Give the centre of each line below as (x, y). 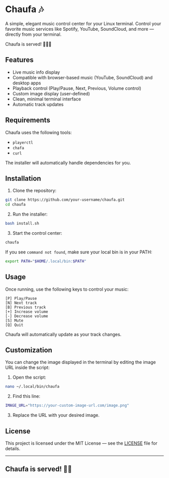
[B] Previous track (26, 307)
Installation (23, 178)
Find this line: (26, 396)
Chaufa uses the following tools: (38, 132)
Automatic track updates (38, 104)
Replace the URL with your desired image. (56, 415)
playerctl (23, 142)
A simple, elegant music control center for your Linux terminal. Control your (83, 23)
